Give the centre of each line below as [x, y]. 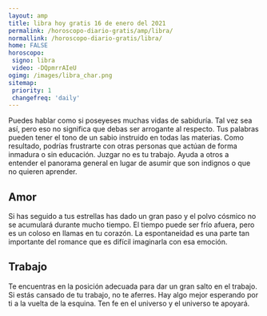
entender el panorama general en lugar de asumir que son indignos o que [130, 163]
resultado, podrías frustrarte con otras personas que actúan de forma [123, 146]
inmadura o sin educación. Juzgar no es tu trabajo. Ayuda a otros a [119, 155]
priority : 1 [32, 90]
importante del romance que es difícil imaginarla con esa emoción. [118, 242]
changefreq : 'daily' [46, 98]
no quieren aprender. [43, 172]
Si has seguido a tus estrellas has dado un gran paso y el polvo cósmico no [132, 217]
